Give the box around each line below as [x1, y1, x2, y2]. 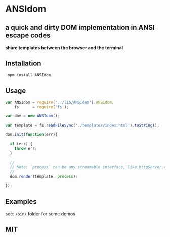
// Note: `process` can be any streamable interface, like [10, 165, 137, 170]
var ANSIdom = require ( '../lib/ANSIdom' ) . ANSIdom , [5, 100, 114, 105]
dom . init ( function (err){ [5, 132, 58, 137]
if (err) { [10, 141, 33, 146]
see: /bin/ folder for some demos [5, 211, 76, 217]
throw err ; [14, 146, 37, 151]
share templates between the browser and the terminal [5, 45, 123, 51]
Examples [5, 197, 37, 206]
